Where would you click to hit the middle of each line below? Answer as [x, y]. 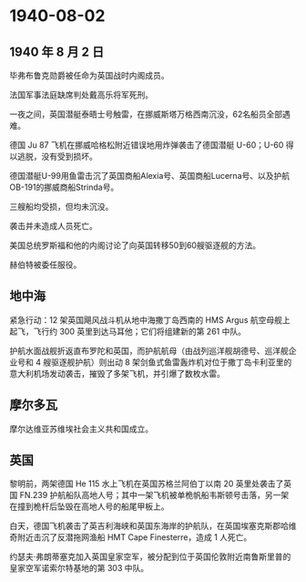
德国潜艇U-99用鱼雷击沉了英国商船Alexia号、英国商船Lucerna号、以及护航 [149, 176]
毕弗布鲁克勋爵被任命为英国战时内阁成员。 [89, 75]
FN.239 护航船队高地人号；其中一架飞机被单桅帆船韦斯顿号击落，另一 [150, 495]
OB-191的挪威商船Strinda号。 [64, 187]
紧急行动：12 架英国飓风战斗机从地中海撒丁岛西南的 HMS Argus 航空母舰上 [150, 319]
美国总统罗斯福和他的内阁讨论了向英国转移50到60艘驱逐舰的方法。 [135, 245]
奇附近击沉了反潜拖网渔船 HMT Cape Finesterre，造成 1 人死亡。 [131, 537]
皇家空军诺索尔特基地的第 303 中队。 [79, 568]
